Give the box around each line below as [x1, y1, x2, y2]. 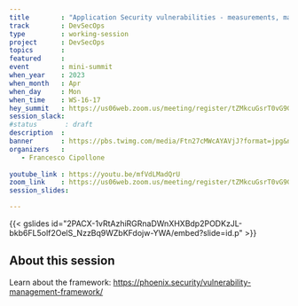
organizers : [9, 145, 66, 153]
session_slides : [9, 186, 69, 195]
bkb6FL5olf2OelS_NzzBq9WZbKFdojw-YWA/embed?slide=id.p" [9, 228, 243, 238]
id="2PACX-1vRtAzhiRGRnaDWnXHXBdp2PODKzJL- [51, 218, 243, 229]
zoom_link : [9, 178, 66, 187]
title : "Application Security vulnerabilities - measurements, [9, 12, 279, 22]
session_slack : [9, 112, 66, 121]
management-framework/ [9, 286, 104, 297]
